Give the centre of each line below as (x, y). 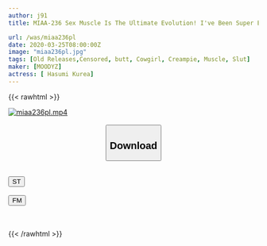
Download (133, 146)
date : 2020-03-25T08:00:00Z (55, 44)
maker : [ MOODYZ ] (35, 67)
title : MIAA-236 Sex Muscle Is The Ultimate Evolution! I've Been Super (131, 23)
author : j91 (28, 15)
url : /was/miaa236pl (43, 37)
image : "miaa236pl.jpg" (48, 52)
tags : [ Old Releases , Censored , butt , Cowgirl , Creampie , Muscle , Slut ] (129, 60)
